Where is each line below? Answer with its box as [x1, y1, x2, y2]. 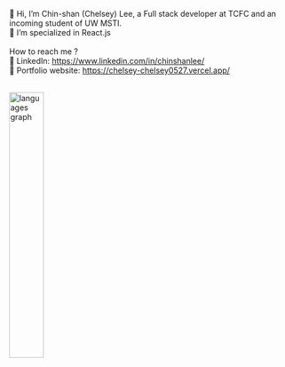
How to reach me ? [9, 46, 78, 57]
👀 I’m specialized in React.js [9, 28, 111, 37]
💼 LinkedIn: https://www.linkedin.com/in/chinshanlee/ [9, 56, 205, 66]
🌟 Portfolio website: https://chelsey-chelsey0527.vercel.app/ [9, 65, 231, 76]
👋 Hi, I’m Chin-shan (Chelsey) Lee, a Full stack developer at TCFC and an [9, 9, 277, 19]
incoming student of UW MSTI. [9, 18, 123, 28]
